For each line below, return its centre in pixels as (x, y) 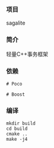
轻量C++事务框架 (27, 54)
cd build (17, 129)
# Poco (14, 84)
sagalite (16, 23)
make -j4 (17, 140)
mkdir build (21, 124)
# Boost (16, 94)
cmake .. (17, 134)
